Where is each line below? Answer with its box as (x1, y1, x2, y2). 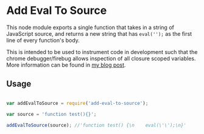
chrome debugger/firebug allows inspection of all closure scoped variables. (6, 55, 196, 62)
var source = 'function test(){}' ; (6, 111, 97, 117)
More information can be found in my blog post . (6, 61, 126, 69)
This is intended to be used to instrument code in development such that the (6, 48, 198, 55)
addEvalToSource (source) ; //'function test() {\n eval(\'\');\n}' (6, 122, 187, 128)
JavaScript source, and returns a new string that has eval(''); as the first (6, 30, 192, 37)
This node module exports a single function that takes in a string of (6, 24, 175, 31)
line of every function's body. (6, 36, 80, 44)
